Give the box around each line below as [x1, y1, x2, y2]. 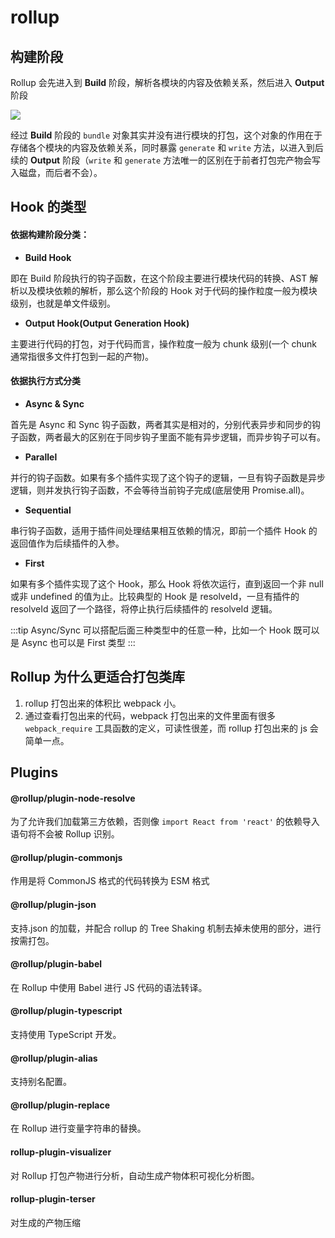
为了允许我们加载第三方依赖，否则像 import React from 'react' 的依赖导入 [10, 816, 320, 828]
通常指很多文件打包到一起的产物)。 [10, 350, 155, 362]
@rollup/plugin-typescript [10, 1005, 123, 1017]
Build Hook [24, 251, 72, 263]
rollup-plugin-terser [10, 1193, 96, 1205]
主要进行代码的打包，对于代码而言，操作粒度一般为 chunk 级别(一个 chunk [10, 337, 317, 350]
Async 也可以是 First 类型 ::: [21, 636, 136, 648]
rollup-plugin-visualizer [10, 1146, 112, 1158]
